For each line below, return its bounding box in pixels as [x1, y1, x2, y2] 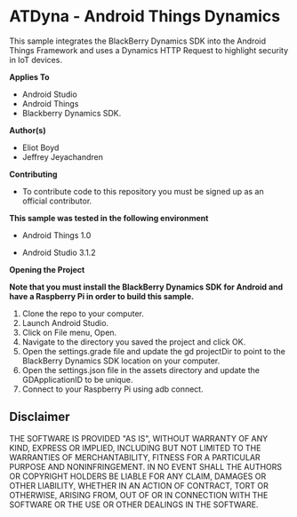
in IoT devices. [9, 54, 62, 65]
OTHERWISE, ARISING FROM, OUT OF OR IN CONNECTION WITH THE [9, 489, 269, 500]
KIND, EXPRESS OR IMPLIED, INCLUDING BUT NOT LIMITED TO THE [9, 442, 261, 453]
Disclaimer [9, 410, 70, 425]
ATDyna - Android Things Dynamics [9, 6, 281, 27]
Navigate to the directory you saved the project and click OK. [21, 336, 246, 347]
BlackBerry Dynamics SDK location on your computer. [21, 355, 221, 366]
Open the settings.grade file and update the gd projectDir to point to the [21, 346, 286, 356]
